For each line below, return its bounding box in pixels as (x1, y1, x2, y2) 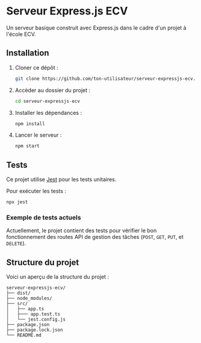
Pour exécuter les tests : (6, 188, 66, 195)
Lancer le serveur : (14, 131, 62, 139)
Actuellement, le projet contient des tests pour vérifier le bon (6, 227, 157, 234)
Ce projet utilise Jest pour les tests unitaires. (6, 176, 117, 183)
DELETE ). (6, 239, 26, 247)
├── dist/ (6, 290, 31, 296)
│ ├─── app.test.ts (6, 311, 61, 317)
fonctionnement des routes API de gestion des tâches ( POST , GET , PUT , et (6, 233, 184, 241)
